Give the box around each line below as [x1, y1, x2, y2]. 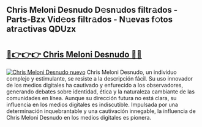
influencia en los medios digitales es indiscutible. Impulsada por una [6, 101, 179, 108]
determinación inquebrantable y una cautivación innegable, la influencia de [6, 107, 196, 115]
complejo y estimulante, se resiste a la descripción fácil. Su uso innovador [6, 75, 193, 82]
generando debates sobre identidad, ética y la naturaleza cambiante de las [6, 88, 195, 95]
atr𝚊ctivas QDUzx [6, 24, 77, 34]
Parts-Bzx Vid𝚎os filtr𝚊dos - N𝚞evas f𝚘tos [6, 15, 173, 25]
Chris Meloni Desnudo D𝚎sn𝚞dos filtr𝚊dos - [6, 5, 178, 15]
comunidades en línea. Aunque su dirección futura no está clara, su [6, 95, 177, 101]
